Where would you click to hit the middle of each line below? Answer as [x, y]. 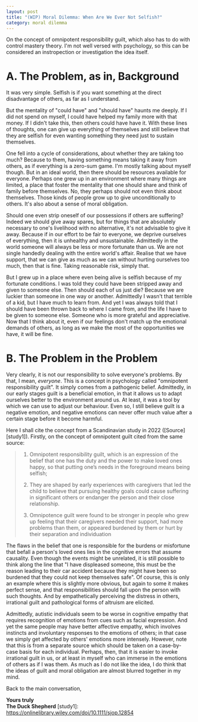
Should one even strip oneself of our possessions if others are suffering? [95, 216]
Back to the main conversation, [44, 689]
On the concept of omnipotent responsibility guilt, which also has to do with [98, 40]
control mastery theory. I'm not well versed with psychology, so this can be [98, 46]
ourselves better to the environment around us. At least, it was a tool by [93, 400]
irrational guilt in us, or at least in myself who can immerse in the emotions [97, 658]
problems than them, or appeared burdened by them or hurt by [106, 528]
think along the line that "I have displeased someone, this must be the [91, 565]
